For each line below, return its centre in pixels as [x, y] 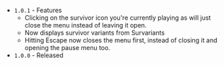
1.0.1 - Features [38, 10]
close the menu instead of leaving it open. [86, 25]
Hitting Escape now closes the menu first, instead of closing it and [121, 40]
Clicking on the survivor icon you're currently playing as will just [118, 18]
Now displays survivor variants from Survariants [94, 32]
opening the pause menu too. [67, 48]
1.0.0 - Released [39, 55]
